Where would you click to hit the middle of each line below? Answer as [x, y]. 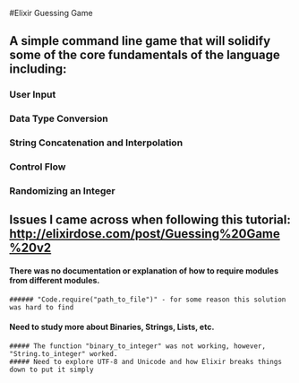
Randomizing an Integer [62, 191]
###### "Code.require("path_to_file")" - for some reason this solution [148, 300]
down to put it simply [51, 370]
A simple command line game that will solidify [140, 41]
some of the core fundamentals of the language [145, 55]
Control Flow [38, 167]
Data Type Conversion [59, 118]
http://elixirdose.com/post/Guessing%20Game [145, 234]
